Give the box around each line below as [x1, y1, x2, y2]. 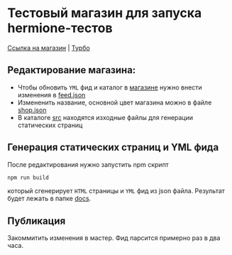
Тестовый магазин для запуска [7, 5, 202, 21]
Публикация [7, 215, 66, 227]
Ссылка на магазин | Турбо [7, 43, 90, 52]
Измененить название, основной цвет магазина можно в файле [17, 98, 212, 107]
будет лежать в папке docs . [7, 194, 92, 203]
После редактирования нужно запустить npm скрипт [7, 160, 169, 168]
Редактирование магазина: [7, 64, 136, 76]
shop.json [17, 105, 47, 114]
